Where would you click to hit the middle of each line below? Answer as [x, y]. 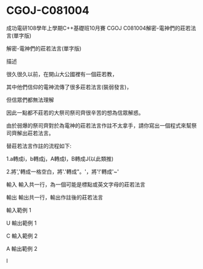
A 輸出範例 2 [22, 248]
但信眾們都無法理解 [30, 100]
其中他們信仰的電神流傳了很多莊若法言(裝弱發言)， [69, 87]
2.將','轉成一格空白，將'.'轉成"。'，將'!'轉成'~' [63, 171]
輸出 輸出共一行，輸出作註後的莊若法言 [55, 197]
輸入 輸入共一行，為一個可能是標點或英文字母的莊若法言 [76, 184]
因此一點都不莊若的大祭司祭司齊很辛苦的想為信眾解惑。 [75, 112]
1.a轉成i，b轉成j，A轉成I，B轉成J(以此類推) [60, 158]
